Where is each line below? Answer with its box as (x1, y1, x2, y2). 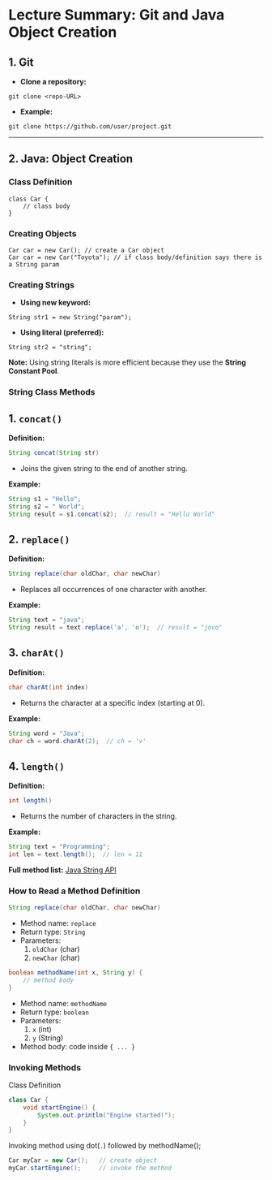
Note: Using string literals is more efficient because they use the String (8, 357, 247, 367)
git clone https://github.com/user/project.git (8, 123, 172, 131)
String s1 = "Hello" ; (8, 495, 82, 503)
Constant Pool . (8, 366, 59, 376)
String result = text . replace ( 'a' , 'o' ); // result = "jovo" (8, 624, 223, 632)
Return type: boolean (19, 1007, 89, 1017)
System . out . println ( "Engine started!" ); (37, 1111, 176, 1119)
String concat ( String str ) (8, 449, 100, 457)
